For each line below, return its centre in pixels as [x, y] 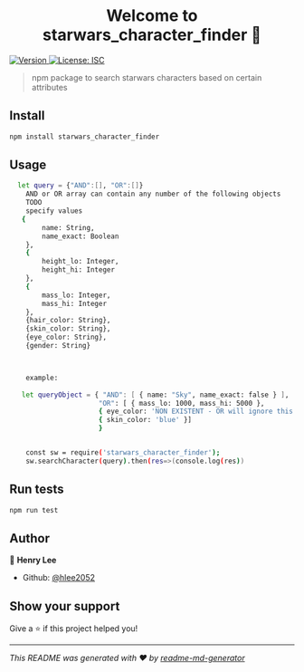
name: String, [68, 227]
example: [42, 378]
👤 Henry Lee [33, 560]
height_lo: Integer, [81, 262]
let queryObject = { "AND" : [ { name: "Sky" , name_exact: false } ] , [155, 395]
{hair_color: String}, [68, 321]
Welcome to [152, 16]
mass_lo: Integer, [76, 295]
